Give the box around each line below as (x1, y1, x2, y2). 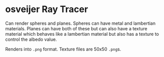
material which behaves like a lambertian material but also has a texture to (5, 31, 159, 37)
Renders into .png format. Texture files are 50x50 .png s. (5, 46, 122, 52)
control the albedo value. (5, 36, 57, 42)
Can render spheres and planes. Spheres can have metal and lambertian (5, 20, 156, 26)
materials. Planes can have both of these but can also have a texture (5, 25, 147, 31)
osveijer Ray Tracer (5, 4, 88, 15)
